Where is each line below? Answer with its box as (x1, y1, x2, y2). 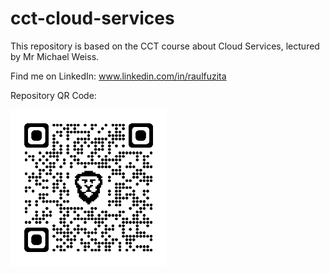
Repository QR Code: (10, 89, 97, 101)
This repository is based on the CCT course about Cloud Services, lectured (10, 40, 320, 52)
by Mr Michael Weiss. (10, 50, 100, 62)
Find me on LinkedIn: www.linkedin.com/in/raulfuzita (10, 70, 227, 82)
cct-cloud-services (10, 7, 175, 30)
